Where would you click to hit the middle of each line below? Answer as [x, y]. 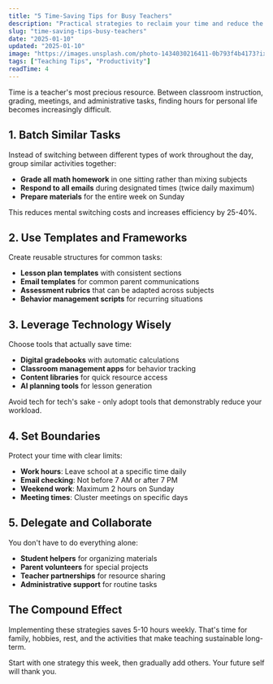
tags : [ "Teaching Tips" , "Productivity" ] [80, 62]
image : [19, 54]
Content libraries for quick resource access [94, 377]
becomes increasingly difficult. [60, 109]
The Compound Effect [65, 610]
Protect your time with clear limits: [66, 456]
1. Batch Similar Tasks [65, 135]
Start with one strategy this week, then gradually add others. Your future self [136, 662]
